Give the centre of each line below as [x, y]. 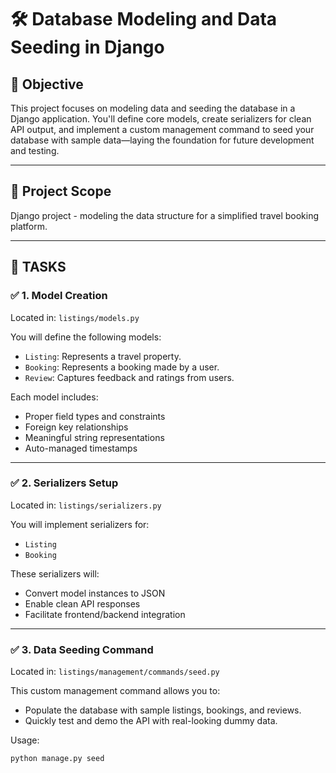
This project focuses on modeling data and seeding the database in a [153, 108]
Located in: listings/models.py [75, 317]
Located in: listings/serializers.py [86, 505]
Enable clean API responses [82, 603]
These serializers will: [55, 573]
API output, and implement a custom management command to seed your [162, 129]
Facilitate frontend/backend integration [105, 614]
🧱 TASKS [38, 267]
